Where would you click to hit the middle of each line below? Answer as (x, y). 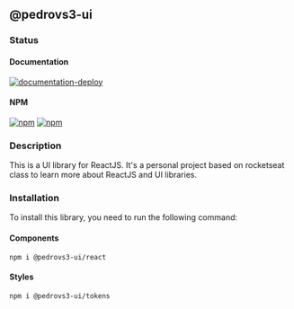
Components (34, 238)
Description (36, 146)
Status (24, 40)
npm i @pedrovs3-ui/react (58, 257)
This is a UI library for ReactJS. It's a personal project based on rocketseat (147, 165)
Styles (22, 277)
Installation (35, 198)
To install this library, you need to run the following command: (124, 217)
